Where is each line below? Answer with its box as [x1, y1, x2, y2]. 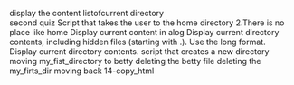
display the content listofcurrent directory [9, 8, 165, 18]
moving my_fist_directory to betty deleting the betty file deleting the [9, 56, 261, 66]
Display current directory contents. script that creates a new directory [9, 46, 270, 57]
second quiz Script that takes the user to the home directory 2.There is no [9, 17, 285, 28]
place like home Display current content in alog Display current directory [9, 27, 280, 37]
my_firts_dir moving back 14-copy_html [9, 65, 155, 76]
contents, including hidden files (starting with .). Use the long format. [9, 36, 266, 47]
